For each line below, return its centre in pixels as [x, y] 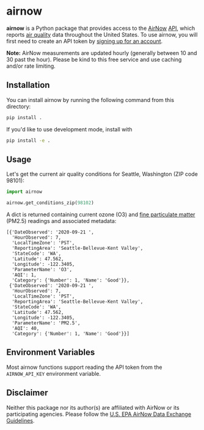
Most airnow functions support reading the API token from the [85, 367]
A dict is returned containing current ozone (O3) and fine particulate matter [101, 214]
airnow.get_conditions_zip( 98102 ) [50, 203]
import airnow [24, 192]
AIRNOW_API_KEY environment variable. [54, 373]
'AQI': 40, [26, 329]
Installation [28, 85]
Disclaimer [27, 393]
